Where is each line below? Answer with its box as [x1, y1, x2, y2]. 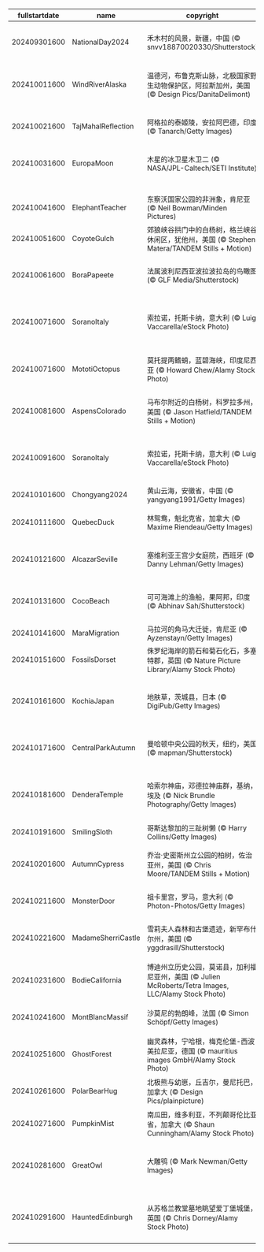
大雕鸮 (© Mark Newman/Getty [146, 1156, 248, 1166]
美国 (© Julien [174, 972, 221, 981]
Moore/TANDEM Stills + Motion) [146, 868, 251, 879]
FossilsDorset [71, 655, 116, 664]
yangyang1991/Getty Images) [146, 495, 246, 504]
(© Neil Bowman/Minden [146, 203, 228, 213]
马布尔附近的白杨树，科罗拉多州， [146, 397, 258, 407]
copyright [185, 10, 219, 20]
